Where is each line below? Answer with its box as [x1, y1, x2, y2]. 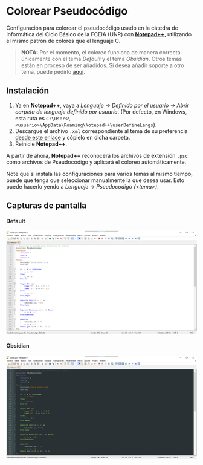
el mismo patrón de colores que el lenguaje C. [6, 37, 121, 44]
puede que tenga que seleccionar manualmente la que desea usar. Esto [6, 177, 185, 184]
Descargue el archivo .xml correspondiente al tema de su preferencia [14, 127, 188, 134]
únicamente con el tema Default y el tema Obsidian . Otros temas [21, 55, 182, 62]
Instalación [6, 86, 50, 96]
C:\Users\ [46, 115, 71, 122]
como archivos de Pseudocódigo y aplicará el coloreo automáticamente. [6, 158, 187, 166]
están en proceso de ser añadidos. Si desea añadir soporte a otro [21, 62, 184, 69]
